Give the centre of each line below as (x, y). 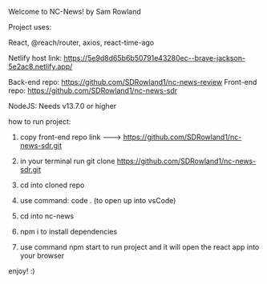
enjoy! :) (22, 271)
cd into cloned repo (52, 185)
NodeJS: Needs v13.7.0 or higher (63, 106)
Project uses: (30, 27)
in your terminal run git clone (67, 161)
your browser (42, 256)
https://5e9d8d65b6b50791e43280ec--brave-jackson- (155, 58)
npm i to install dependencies (69, 232)
